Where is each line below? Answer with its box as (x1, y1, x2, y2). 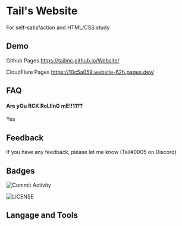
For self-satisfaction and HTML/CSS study (6, 24, 110, 31)
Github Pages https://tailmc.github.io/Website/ (6, 56, 120, 64)
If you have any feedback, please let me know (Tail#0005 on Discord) (6, 149, 177, 156)
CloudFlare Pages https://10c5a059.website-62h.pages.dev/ (6, 68, 154, 76)
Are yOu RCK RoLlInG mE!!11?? (6, 102, 83, 109)
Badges (6, 165, 35, 176)
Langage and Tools (6, 210, 79, 221)
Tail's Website (6, 4, 78, 18)
